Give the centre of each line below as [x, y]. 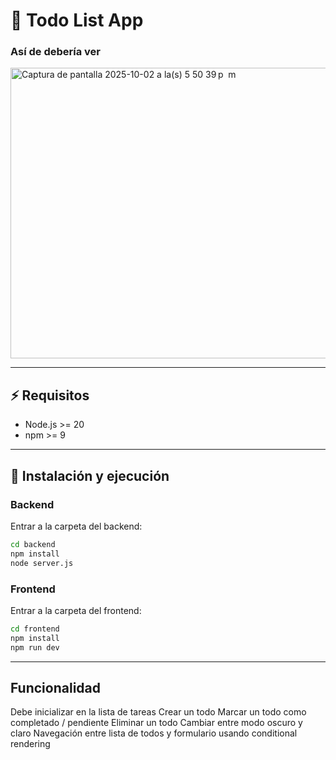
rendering [30, 744]
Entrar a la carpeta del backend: [76, 526]
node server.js [42, 563]
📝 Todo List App [77, 20]
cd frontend [35, 629]
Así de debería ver [56, 52]
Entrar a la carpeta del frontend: [76, 610]
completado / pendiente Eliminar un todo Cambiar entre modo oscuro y [156, 723]
